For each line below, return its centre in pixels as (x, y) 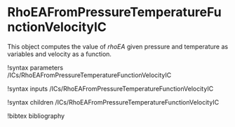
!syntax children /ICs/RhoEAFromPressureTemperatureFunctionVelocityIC (113, 102)
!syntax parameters (35, 67)
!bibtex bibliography (36, 116)
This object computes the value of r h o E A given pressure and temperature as (118, 46)
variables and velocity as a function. (60, 54)
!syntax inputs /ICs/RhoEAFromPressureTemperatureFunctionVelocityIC (110, 88)
